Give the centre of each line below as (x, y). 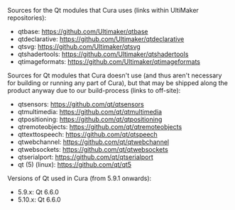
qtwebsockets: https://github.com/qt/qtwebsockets (93, 149)
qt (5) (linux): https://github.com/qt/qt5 (75, 165)
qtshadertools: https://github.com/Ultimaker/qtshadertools (103, 54)
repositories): (27, 18)
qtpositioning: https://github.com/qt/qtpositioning (90, 119)
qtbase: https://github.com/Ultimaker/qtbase (83, 32)
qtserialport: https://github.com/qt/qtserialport (86, 157)
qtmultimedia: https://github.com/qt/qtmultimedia (89, 112)
